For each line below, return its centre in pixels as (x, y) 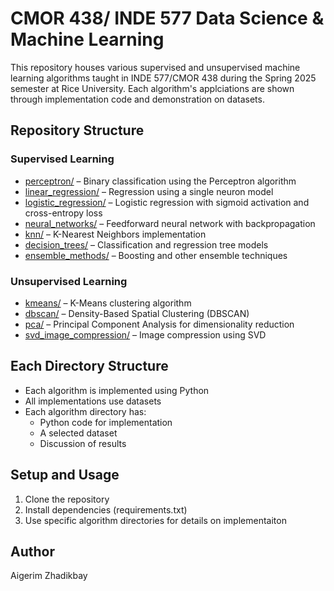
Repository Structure (77, 130)
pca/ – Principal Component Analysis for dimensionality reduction (159, 324)
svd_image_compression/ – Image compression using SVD (145, 334)
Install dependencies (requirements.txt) (106, 509)
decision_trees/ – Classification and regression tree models (146, 244)
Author (32, 551)
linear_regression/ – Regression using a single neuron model (149, 191)
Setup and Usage (65, 475)
